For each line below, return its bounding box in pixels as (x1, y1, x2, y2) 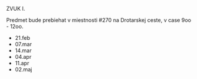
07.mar (14, 41, 32, 48)
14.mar (14, 47, 32, 54)
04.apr (14, 53, 32, 60)
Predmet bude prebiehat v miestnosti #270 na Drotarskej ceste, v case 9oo (6, 17, 192, 23)
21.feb (14, 34, 31, 41)
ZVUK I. (6, 5, 26, 12)
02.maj (14, 66, 32, 73)
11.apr (14, 59, 29, 67)
